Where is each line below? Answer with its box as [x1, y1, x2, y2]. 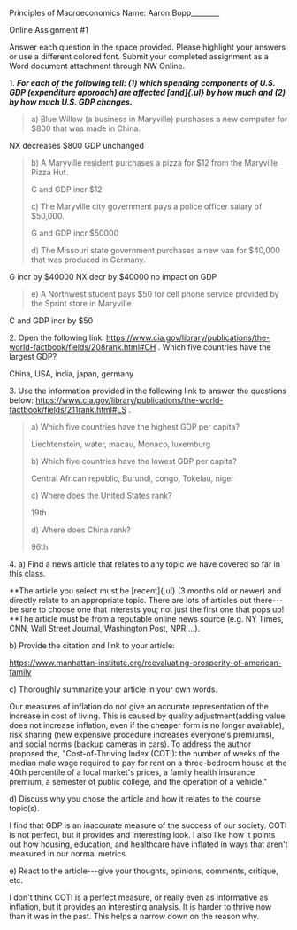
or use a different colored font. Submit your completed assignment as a [9, 51, 270, 61]
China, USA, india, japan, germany [9, 368, 134, 379]
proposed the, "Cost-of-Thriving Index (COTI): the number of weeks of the [9, 748, 280, 758]
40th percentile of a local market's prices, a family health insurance [9, 767, 255, 778]
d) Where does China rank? [30, 524, 131, 535]
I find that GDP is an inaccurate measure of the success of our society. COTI [9, 820, 287, 831]
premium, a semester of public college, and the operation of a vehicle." [9, 777, 268, 787]
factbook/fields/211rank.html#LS [9, 405, 126, 415]
